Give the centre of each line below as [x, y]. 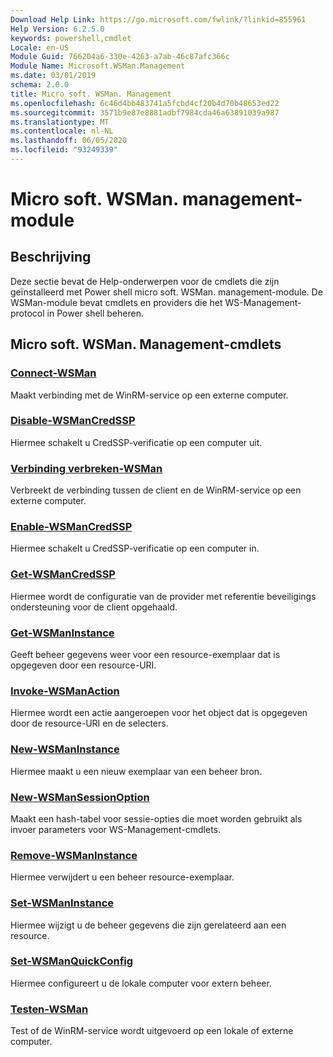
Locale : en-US [40, 47]
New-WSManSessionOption [80, 797]
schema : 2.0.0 [40, 85]
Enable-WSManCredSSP [71, 527]
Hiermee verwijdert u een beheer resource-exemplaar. [122, 877]
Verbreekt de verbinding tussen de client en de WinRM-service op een [156, 490]
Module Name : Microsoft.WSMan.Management [98, 66]
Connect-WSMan [53, 373]
